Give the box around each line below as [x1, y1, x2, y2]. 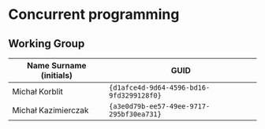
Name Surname [26, 61, 87, 71]
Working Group [8, 37, 85, 50]
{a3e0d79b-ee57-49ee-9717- [109, 102, 211, 111]
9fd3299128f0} [109, 91, 162, 100]
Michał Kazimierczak [12, 105, 89, 116]
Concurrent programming [8, 6, 180, 24]
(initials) [40, 70, 73, 80]
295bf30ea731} [109, 110, 162, 119]
